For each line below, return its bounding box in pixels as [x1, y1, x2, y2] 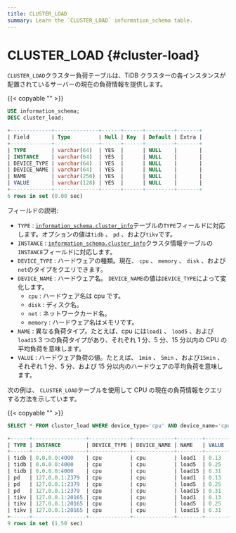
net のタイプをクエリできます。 [17, 265, 107, 273]
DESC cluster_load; [7, 114, 65, 122]
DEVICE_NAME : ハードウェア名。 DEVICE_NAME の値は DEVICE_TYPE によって [17, 274, 221, 282]
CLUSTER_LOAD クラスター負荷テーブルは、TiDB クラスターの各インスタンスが [7, 71, 226, 80]
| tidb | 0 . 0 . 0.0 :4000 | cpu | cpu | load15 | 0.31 [7, 468, 221, 475]
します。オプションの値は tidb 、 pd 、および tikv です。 [17, 230, 177, 238]
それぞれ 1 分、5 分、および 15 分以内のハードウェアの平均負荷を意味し [17, 362, 223, 370]
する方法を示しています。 [7, 394, 81, 403]
